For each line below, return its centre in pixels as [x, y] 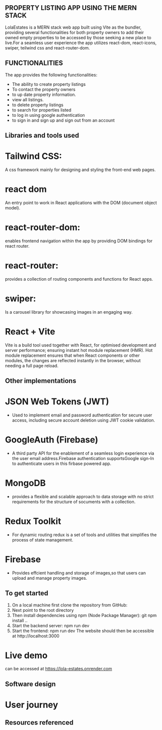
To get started [27, 593]
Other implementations [41, 381]
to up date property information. [44, 95]
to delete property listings [38, 105]
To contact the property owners [44, 89]
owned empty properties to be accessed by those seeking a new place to [78, 37]
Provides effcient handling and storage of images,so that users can [79, 573]
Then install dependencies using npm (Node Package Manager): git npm [84, 615]
